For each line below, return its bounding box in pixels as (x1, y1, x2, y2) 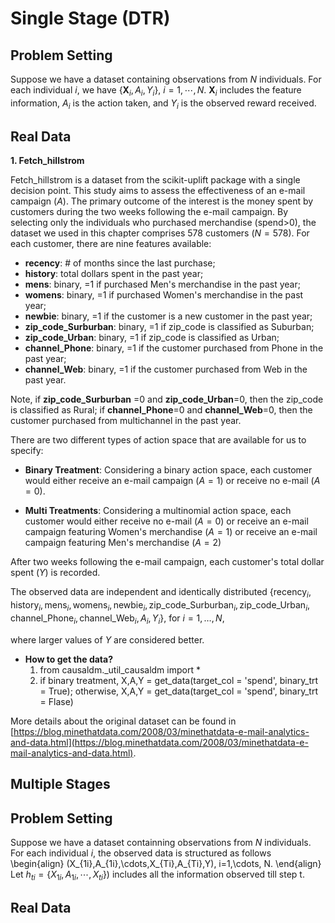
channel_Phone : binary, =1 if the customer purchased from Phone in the (24, 342, 324, 354)
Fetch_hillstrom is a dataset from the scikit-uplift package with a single (10, 174, 301, 186)
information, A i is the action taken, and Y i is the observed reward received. (10, 97, 317, 111)
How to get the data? (24, 653, 114, 665)
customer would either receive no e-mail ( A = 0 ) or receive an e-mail (24, 515, 309, 527)
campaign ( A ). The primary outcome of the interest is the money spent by (10, 195, 314, 207)
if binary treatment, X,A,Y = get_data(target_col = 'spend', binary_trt (39, 674, 319, 686)
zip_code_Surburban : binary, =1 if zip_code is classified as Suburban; (24, 321, 315, 333)
